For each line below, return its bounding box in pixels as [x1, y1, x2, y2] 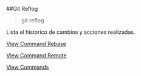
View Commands [6, 63, 49, 71]
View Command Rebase [6, 40, 67, 47]
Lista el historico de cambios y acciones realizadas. [6, 28, 136, 36]
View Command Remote [6, 52, 67, 59]
